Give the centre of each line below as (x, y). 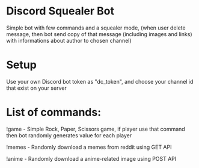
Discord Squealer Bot (60, 11)
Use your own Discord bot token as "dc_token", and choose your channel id (100, 81)
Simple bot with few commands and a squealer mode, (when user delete (96, 28)
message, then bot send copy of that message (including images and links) (99, 34)
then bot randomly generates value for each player (69, 135)
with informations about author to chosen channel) (69, 40)
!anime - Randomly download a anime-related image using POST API (91, 158)
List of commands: (54, 112)
